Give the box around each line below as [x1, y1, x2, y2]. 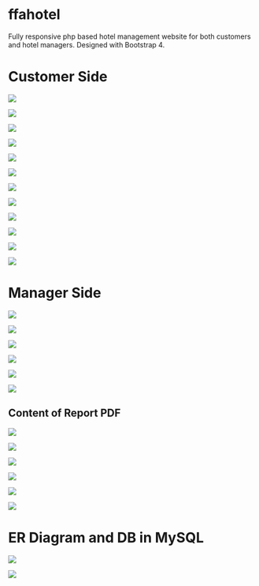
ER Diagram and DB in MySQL [8, 528, 205, 547]
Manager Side [8, 284, 102, 302]
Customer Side [8, 68, 108, 86]
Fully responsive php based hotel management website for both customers [8, 32, 251, 41]
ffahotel [8, 6, 61, 24]
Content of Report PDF [8, 407, 121, 420]
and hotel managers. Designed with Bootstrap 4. [8, 39, 165, 49]
